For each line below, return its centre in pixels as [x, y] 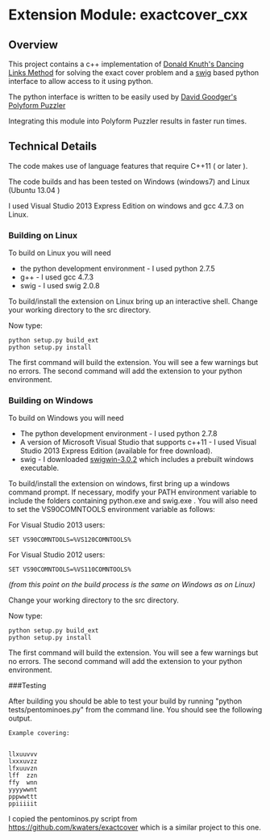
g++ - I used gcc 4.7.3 [57, 277]
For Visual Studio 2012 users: [57, 555]
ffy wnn [23, 783]
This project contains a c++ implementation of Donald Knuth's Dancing [126, 64]
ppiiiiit [23, 804]
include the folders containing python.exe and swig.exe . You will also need [133, 501]
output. [20, 718]
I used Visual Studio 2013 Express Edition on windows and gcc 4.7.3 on [126, 206]
